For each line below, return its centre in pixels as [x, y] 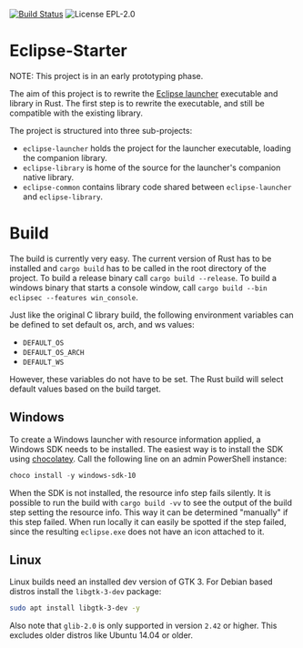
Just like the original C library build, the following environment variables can [151, 315]
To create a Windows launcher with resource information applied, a [135, 439]
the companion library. [65, 157]
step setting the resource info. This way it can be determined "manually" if [149, 512]
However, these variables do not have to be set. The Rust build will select [146, 379]
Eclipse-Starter [68, 51]
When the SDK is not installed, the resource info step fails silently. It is [140, 492]
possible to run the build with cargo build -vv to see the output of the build [151, 502]
